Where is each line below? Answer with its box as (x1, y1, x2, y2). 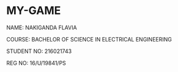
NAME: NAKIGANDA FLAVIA (6, 24, 78, 31)
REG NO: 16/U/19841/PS (6, 59, 66, 67)
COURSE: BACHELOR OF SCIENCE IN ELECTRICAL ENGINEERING (6, 35, 172, 43)
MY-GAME (6, 4, 61, 18)
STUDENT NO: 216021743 (6, 47, 72, 55)
